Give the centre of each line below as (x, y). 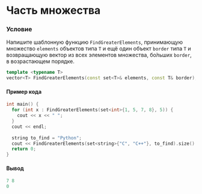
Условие (19, 29)
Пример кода (24, 91)
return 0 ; (24, 149)
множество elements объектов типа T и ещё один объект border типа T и (99, 49)
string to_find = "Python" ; (47, 138)
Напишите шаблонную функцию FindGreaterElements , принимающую (95, 42)
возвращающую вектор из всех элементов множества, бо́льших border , (99, 55)
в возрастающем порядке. (41, 61)
